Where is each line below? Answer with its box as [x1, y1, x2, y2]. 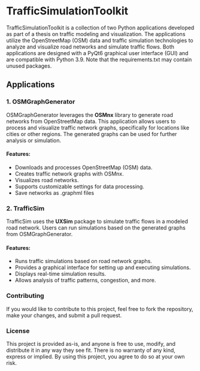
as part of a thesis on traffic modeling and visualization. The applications [6, 30, 186, 37]
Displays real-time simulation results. [14, 270, 107, 278]
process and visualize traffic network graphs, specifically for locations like [6, 124, 190, 131]
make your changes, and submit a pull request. [6, 312, 122, 319]
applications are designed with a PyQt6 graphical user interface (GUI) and [6, 49, 189, 56]
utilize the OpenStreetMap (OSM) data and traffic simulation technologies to [6, 37, 193, 44]
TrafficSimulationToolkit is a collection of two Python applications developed [6, 24, 195, 31]
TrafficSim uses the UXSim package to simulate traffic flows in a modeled [6, 218, 189, 225]
